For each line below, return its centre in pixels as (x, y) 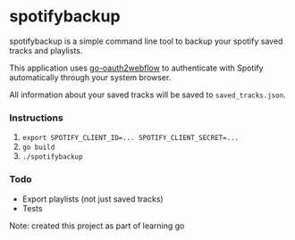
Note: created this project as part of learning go (97, 226)
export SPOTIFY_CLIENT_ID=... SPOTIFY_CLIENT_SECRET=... (131, 138)
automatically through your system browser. (90, 77)
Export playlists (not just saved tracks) (93, 199)
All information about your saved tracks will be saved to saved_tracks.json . (147, 95)
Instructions (37, 118)
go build (38, 148)
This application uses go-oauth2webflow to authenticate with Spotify (136, 68)
